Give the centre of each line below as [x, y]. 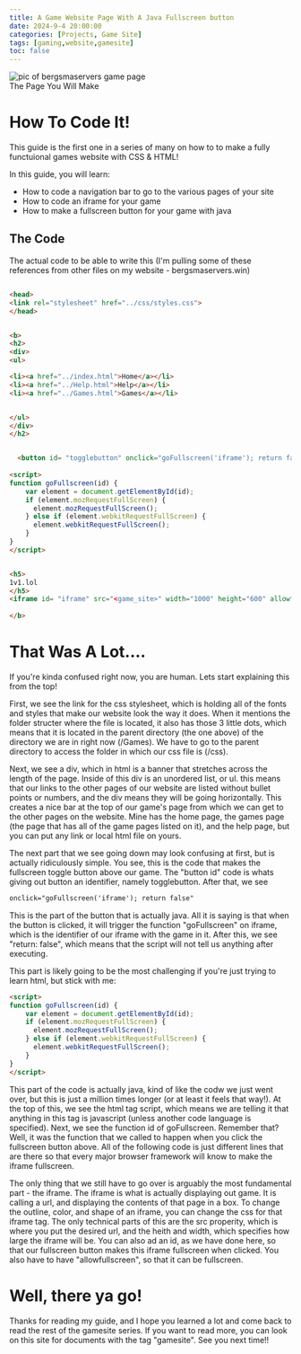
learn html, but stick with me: [63, 980]
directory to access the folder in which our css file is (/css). [119, 751]
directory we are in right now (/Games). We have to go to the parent [134, 741]
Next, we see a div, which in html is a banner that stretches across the [138, 768]
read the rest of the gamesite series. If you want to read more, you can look [149, 1330]
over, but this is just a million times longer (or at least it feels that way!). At [145, 1099]
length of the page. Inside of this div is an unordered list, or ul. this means [145, 778]
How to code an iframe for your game [91, 201]
